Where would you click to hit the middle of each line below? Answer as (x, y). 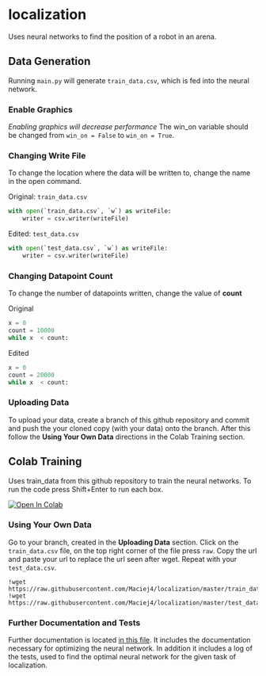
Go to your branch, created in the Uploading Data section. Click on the (123, 542)
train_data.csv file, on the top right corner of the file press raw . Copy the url (133, 550)
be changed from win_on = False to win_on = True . (91, 136)
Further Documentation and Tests (74, 622)
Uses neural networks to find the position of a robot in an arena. (112, 36)
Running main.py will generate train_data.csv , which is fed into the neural (129, 80)
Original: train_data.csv (48, 197)
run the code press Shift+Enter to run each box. (86, 489)
